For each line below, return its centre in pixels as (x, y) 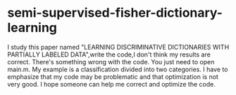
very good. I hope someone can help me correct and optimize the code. (112, 84)
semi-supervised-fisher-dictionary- (115, 13)
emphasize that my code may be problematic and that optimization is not (113, 76)
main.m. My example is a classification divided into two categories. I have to (118, 69)
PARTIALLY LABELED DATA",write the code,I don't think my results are (109, 54)
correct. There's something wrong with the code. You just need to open (111, 61)
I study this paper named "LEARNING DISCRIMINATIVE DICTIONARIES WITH (118, 47)
